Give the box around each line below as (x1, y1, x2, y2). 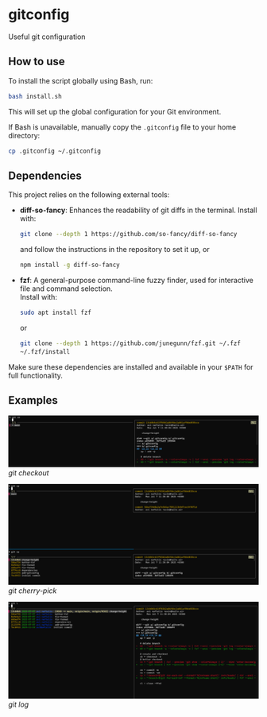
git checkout (8, 468, 49, 478)
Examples (8, 393, 58, 407)
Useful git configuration (8, 32, 86, 41)
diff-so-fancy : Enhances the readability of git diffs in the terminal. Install (19, 205, 257, 215)
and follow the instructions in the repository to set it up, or (19, 245, 210, 254)
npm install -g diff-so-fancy (19, 261, 121, 269)
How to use (8, 55, 65, 68)
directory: (8, 130, 41, 140)
